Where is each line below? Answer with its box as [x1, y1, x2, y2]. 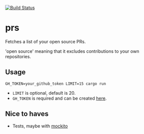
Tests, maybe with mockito [12, 123, 68, 129]
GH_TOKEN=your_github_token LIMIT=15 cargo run [5, 81, 106, 86]
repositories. [5, 53, 31, 59]
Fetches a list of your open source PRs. [5, 38, 86, 44]
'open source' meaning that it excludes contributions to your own [5, 48, 139, 54]
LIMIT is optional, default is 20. [12, 90, 76, 96]
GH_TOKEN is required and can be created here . [12, 95, 107, 101]
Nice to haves [5, 110, 49, 118]
